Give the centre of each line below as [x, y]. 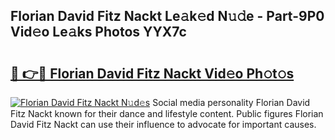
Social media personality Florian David [231, 102]
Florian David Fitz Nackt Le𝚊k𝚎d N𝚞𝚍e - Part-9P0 [167, 16]
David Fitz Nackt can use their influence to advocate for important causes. [163, 124]
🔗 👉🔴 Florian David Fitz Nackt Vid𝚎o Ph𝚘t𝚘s [152, 73]
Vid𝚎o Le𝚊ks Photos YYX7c [98, 32]
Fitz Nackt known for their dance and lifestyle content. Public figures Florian [167, 113]
